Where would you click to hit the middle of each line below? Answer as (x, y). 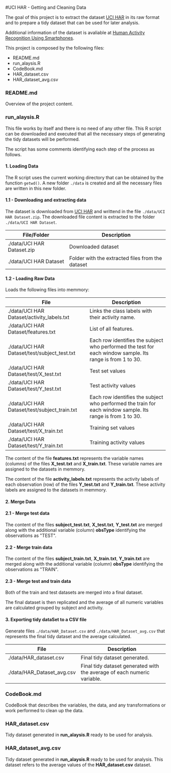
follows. (13, 154)
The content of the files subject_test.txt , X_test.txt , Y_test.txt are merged (84, 525)
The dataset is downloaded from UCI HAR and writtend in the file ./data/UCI (85, 211)
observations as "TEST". (31, 535)
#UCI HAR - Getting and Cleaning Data (46, 7)
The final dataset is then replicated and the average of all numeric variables (84, 602)
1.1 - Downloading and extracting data (46, 200)
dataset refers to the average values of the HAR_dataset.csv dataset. (78, 765)
